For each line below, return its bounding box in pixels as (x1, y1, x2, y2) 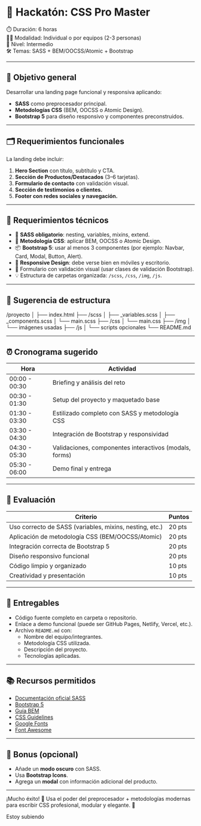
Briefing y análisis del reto (53, 378, 126, 387)
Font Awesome (14, 727, 52, 734)
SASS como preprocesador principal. (14, 100, 107, 107)
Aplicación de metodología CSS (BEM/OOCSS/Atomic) (9, 532, 163, 540)
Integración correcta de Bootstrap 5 (9, 542, 110, 550)
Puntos (168, 512, 190, 521)
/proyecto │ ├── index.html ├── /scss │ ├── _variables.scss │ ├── (6, 311, 175, 318)
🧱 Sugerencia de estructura (6, 295, 111, 305)
